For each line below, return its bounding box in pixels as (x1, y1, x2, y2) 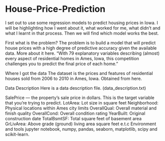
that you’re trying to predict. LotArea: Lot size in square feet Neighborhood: (5, 100, 159, 106)
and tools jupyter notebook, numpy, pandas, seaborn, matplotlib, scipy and (5, 126, 158, 132)
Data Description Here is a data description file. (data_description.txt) (5, 85, 146, 91)
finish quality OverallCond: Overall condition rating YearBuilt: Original (5, 110, 146, 116)
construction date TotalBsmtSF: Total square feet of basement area (5, 115, 142, 121)
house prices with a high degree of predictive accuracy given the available (5, 45, 157, 51)
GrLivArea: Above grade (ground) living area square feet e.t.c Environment (5, 121, 157, 127)
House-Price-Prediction (5, 3, 106, 15)
